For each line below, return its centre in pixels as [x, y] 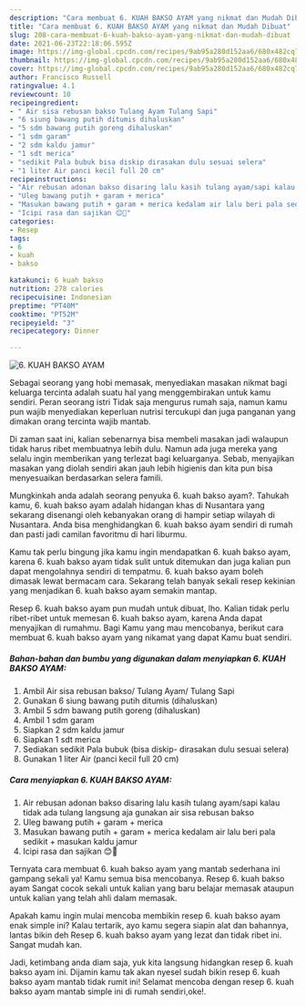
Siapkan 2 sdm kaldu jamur [73, 730]
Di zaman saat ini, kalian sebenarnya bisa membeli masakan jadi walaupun [149, 440]
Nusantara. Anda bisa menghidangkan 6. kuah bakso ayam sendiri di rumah [151, 524]
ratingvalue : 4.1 [42, 86]
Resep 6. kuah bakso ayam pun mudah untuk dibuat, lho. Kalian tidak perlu [149, 608]
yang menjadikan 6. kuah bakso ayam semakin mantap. [113, 591]
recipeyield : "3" [42, 323]
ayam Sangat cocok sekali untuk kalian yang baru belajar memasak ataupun [152, 888]
